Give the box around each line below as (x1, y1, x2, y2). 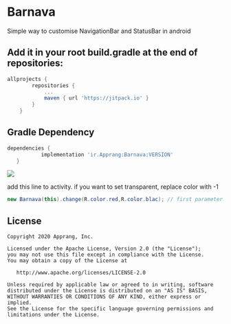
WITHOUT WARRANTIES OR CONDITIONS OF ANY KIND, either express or (7, 293, 201, 301)
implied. (7, 299, 32, 306)
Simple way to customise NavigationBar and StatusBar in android (7, 27, 191, 35)
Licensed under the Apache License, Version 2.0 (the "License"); (7, 245, 201, 253)
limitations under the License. (7, 312, 100, 319)
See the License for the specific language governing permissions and (7, 305, 214, 312)
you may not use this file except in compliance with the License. (7, 251, 205, 258)
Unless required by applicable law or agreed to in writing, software (7, 281, 214, 288)
